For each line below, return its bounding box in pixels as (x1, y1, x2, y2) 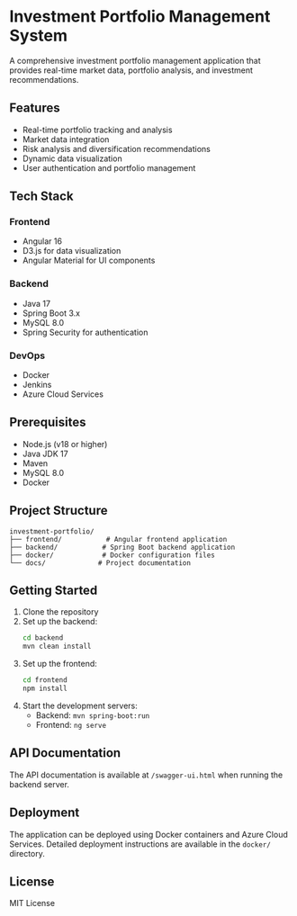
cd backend (22, 633, 64, 642)
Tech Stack (9, 189, 74, 204)
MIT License (9, 898, 56, 909)
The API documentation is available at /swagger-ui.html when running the (9, 769, 283, 780)
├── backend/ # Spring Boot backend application (9, 543, 236, 552)
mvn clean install (22, 642, 92, 651)
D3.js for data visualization (22, 246, 121, 256)
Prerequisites (9, 415, 86, 430)
